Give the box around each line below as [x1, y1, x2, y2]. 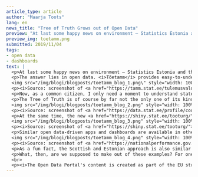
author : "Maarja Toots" [6, 14, 65, 20]
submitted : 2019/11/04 [6, 42, 62, 48]
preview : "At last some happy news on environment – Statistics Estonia [6, 31, 189, 37]
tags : [6, 47, 19, 53]
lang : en [6, 19, 28, 25]
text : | [6, 63, 25, 70]
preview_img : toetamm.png [6, 36, 70, 42]
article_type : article [6, 8, 62, 15]
